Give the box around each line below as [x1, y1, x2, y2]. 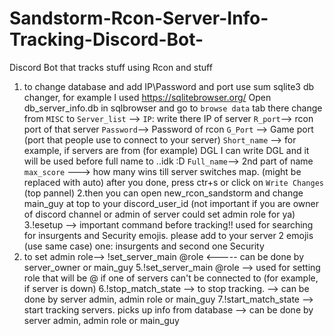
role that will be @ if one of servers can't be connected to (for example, [23, 272, 319, 284]
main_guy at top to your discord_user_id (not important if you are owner [23, 197, 319, 209]
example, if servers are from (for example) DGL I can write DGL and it [23, 144, 310, 156]
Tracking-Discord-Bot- [9, 28, 204, 51]
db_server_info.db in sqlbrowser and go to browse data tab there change [23, 102, 323, 114]
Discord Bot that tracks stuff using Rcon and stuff [9, 61, 213, 73]
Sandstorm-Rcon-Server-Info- [9, 7, 269, 30]
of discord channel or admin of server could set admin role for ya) [23, 208, 296, 220]
